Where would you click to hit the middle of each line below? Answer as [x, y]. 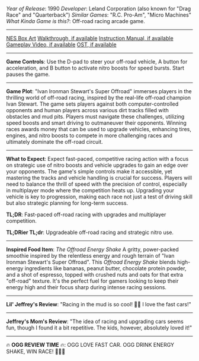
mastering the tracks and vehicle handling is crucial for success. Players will [99, 178]
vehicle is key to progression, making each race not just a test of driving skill [99, 197]
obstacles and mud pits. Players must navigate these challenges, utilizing [95, 116]
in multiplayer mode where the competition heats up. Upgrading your [90, 190]
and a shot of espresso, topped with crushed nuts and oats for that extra [95, 275]
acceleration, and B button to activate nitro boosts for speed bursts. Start [95, 68]
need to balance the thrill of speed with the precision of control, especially [97, 184]
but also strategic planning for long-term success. [67, 203]
